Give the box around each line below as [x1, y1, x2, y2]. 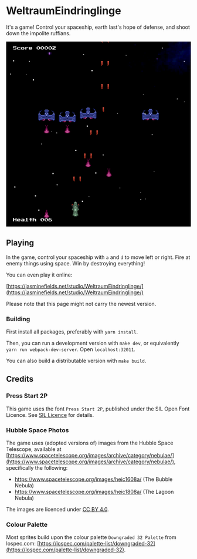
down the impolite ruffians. [6, 29, 71, 36]
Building [6, 315, 30, 323]
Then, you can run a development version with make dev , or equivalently [6, 339, 180, 347]
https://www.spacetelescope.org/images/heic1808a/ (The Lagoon [14, 489, 174, 496]
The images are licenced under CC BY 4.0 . [6, 506, 110, 513]
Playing [6, 238, 34, 248]
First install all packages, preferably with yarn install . [6, 328, 138, 335]
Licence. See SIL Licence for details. [6, 411, 94, 418]
